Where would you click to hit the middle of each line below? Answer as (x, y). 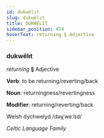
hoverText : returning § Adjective (50, 35)
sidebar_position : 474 (35, 29)
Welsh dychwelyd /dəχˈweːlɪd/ (44, 117)
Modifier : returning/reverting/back (50, 105)
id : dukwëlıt (23, 12)
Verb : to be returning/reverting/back (52, 81)
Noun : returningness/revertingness (51, 93)
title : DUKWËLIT (27, 23)
